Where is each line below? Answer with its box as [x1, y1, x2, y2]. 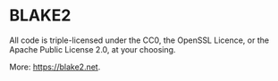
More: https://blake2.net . [9, 61, 101, 72]
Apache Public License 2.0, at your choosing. [9, 44, 176, 54]
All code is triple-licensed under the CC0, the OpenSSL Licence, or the [9, 35, 270, 45]
